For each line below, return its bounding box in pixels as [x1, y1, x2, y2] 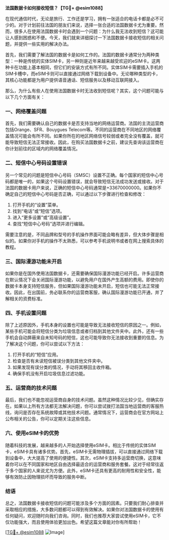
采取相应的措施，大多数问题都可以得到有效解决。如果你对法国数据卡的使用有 [5, 507, 164, 513]
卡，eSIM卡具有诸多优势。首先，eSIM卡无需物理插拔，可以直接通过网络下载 [5, 448, 163, 455]
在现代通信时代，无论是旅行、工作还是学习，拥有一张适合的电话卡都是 [5, 16, 151, 22]
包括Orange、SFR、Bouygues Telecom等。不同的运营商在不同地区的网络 [5, 126, 157, 133]
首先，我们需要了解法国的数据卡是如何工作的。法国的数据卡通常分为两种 [5, 52, 155, 58]
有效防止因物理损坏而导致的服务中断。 [9, 474, 89, 480]
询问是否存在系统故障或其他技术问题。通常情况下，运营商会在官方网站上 [14, 410, 164, 416]
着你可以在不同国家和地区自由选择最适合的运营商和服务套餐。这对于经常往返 [5, 461, 164, 467]
